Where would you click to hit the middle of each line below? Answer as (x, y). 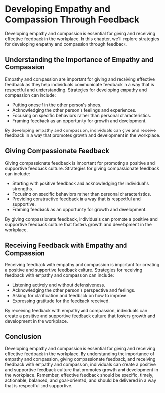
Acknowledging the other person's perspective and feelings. (74, 290)
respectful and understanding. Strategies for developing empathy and (76, 90)
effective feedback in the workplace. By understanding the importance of (80, 354)
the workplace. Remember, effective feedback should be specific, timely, (79, 375)
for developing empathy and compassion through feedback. (66, 44)
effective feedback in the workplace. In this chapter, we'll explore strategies (82, 39)
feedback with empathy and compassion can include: (60, 275)
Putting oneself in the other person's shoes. (57, 105)
